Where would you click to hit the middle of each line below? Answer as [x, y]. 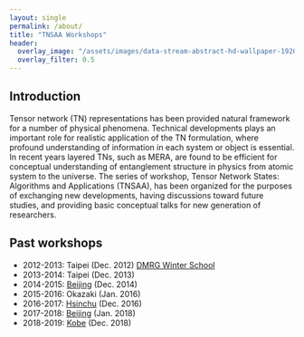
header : [24, 43]
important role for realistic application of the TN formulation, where [134, 138]
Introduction [45, 96]
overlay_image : [46, 52]
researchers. [33, 215]
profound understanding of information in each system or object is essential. [152, 147]
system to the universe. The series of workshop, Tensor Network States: [144, 176]
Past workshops [56, 243]
